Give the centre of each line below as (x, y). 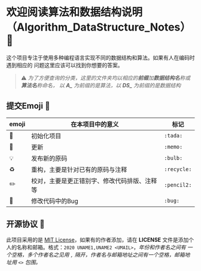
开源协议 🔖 (25, 224)
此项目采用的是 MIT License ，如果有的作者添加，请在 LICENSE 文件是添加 (98, 239)
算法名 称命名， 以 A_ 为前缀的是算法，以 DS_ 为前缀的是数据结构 (101, 85)
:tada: (173, 135)
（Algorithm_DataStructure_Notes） (99, 27)
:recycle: (178, 169)
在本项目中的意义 (95, 124)
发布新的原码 (49, 158)
